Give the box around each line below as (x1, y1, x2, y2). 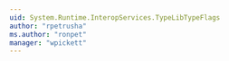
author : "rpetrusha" (9, 22, 88, 30)
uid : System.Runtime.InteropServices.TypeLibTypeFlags (9, 13, 221, 22)
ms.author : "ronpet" (9, 30, 88, 39)
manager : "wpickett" (9, 38, 88, 48)
